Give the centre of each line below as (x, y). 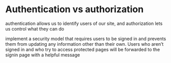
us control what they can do (35, 28)
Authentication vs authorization (74, 9)
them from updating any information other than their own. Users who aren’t (84, 44)
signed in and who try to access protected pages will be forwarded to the (83, 49)
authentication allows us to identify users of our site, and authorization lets (84, 23)
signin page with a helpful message (43, 55)
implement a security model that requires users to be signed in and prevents (86, 39)
